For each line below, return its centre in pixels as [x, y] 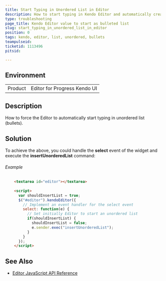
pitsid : [13, 51]
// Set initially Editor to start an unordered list [83, 214]
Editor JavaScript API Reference [45, 273]
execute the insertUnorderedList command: [50, 155]
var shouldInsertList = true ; [49, 195]
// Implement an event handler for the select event [78, 205]
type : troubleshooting [28, 19]
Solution [18, 139]
